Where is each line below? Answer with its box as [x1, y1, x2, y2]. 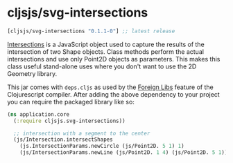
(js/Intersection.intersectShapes [13, 136, 113, 143]
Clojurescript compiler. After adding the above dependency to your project [7, 90, 220, 98]
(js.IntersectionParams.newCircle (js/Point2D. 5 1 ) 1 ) [19, 143, 185, 150]
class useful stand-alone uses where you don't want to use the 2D [7, 62, 197, 70]
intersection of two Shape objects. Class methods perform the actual [7, 47, 205, 56]
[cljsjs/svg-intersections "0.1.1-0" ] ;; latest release [7, 28, 175, 35]
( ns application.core [7, 111, 70, 118]
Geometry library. [7, 69, 58, 77]
